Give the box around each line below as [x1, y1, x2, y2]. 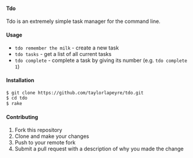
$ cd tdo [6, 95, 28, 101]
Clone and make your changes [14, 133, 90, 140]
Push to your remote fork [14, 139, 76, 146]
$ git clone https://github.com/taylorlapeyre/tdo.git [6, 90, 144, 96]
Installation [6, 77, 34, 84]
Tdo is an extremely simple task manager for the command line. [6, 18, 161, 25]
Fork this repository [14, 127, 63, 134]
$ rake [6, 101, 22, 107]
